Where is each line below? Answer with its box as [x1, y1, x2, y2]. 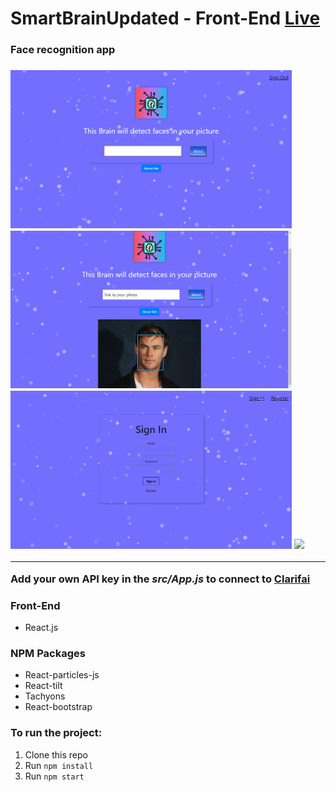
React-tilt [24, 680, 63, 692]
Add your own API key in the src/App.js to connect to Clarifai [10, 572, 311, 586]
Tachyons [24, 690, 66, 702]
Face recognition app [10, 43, 116, 57]
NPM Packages [10, 647, 86, 661]
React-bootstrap [24, 701, 93, 713]
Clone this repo [24, 748, 88, 761]
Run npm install [24, 759, 94, 771]
